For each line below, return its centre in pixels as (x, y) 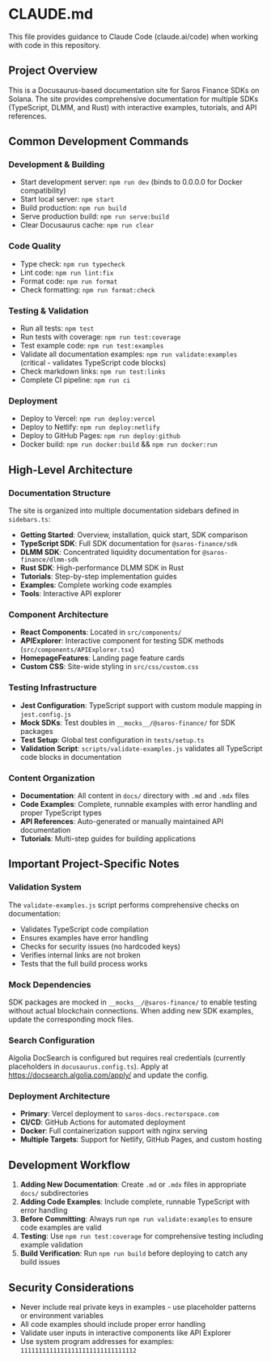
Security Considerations (72, 1288)
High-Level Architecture (71, 469)
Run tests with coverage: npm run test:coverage (100, 337)
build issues (40, 1262)
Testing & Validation (49, 310)
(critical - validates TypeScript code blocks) (93, 363)
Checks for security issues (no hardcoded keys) (100, 946)
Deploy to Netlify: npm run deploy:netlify (90, 427)
